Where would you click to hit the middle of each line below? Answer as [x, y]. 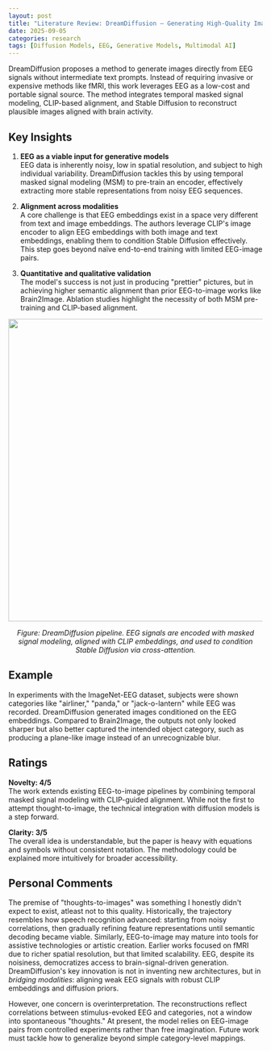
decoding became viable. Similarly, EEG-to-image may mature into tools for [133, 937]
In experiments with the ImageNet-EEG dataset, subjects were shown [124, 694]
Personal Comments [60, 883]
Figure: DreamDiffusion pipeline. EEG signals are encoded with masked [135, 632]
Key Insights [40, 137]
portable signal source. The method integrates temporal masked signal [126, 94]
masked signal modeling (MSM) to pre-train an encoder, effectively [131, 181]
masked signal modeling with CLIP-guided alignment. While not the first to [131, 799]
